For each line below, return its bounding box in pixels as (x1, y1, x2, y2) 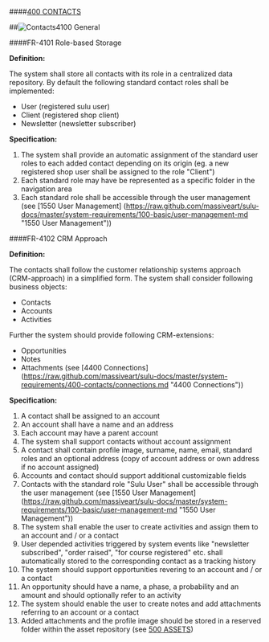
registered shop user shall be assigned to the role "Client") (20, 167, 215, 176)
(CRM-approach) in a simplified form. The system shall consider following (9, 273, 254, 283)
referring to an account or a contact (20, 607, 140, 617)
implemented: (9, 86, 55, 96)
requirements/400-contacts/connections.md (20, 380, 169, 389)
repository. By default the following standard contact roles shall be (9, 78, 230, 87)
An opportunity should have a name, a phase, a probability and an (20, 582, 239, 591)
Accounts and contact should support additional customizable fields (20, 471, 247, 480)
